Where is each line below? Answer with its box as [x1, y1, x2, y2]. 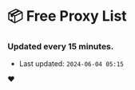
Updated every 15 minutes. [7, 41, 114, 53]
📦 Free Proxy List [7, 7, 127, 25]
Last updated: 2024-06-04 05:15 [18, 59, 125, 68]
